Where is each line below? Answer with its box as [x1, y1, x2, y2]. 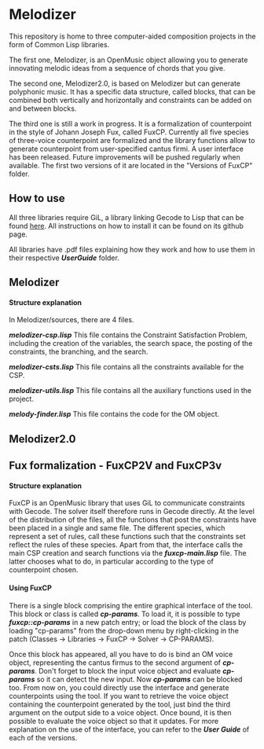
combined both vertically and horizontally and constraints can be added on [9, 95, 252, 105]
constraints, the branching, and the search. [9, 347, 148, 357]
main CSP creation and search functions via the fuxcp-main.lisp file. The [9, 549, 247, 558]
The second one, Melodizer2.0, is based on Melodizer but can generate [9, 79, 241, 88]
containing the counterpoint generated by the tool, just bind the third [9, 699, 231, 709]
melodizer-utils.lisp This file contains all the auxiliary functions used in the [9, 386, 252, 395]
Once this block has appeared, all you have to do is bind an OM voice [9, 649, 233, 659]
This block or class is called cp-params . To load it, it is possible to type [9, 609, 240, 619]
